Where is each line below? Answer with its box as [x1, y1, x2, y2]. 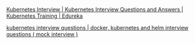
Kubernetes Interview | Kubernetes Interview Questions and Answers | [6, 6, 183, 13]
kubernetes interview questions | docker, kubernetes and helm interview [6, 24, 189, 31]
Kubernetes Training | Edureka [6, 12, 83, 20]
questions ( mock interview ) [6, 31, 78, 38]
